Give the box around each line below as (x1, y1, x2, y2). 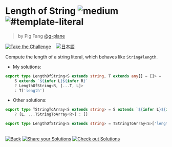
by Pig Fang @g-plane (17, 33, 66, 39)
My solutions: (12, 64, 41, 70)
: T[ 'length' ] (14, 88, 45, 93)
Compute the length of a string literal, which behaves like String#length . (5, 54, 158, 60)
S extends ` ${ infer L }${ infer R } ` (14, 78, 88, 83)
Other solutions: (12, 97, 47, 103)
